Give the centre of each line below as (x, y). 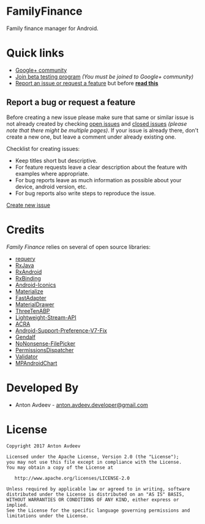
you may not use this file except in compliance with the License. (94, 462)
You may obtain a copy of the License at (60, 468)
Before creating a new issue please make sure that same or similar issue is (100, 117)
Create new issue (28, 205)
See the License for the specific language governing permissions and (98, 511)
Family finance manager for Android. (53, 28)
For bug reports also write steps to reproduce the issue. (85, 193)
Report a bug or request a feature (71, 102)
